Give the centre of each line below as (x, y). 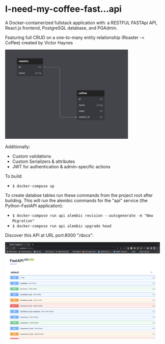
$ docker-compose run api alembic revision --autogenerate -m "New (82, 216)
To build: (14, 176)
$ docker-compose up (33, 186)
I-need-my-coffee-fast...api (63, 9)
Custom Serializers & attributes (43, 161)
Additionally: (18, 147)
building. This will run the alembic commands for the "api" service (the (76, 201)
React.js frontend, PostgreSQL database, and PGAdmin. (61, 28)
